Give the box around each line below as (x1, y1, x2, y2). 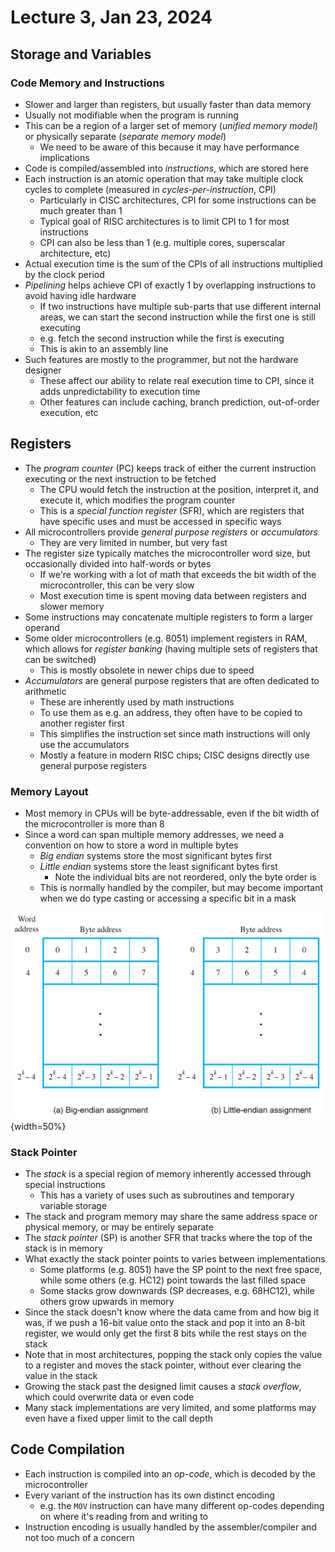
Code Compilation (10, 1441, 125, 1458)
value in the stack (24, 1370, 98, 1382)
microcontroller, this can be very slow (39, 579, 195, 591)
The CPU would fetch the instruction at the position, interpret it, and (39, 483, 319, 495)
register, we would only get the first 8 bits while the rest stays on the (24, 1327, 307, 1340)
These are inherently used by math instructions (39, 696, 235, 708)
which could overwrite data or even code (24, 1391, 195, 1403)
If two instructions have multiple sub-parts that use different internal (39, 300, 322, 312)
